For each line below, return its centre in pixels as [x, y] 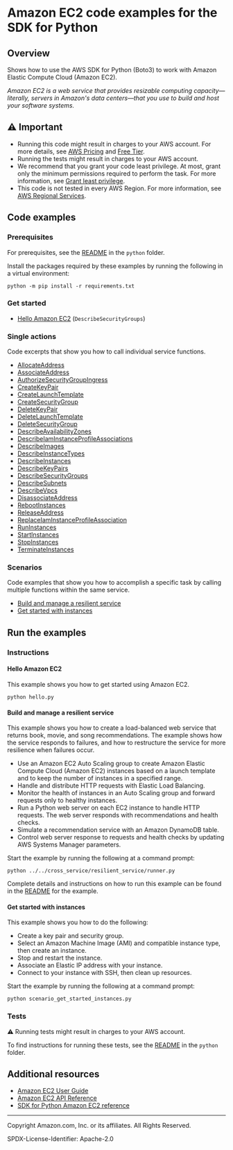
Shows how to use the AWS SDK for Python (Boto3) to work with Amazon [112, 70]
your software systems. [41, 105]
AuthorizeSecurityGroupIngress [62, 380]
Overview [29, 53]
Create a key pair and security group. [70, 936]
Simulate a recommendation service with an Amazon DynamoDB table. [118, 830]
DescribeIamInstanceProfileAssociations [75, 439]
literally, [18, 98]
